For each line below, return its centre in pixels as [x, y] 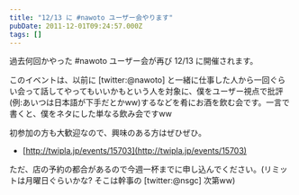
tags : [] [26, 34]
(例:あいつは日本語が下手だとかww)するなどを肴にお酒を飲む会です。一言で [149, 102]
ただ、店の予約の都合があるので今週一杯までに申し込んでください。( [136, 169]
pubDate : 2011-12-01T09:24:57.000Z [76, 26]
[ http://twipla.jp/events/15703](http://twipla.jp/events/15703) [135, 151]
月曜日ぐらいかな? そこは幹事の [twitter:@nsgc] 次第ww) [130, 181]
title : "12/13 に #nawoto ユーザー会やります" [91, 18]
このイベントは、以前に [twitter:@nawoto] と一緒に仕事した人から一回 [140, 80]
